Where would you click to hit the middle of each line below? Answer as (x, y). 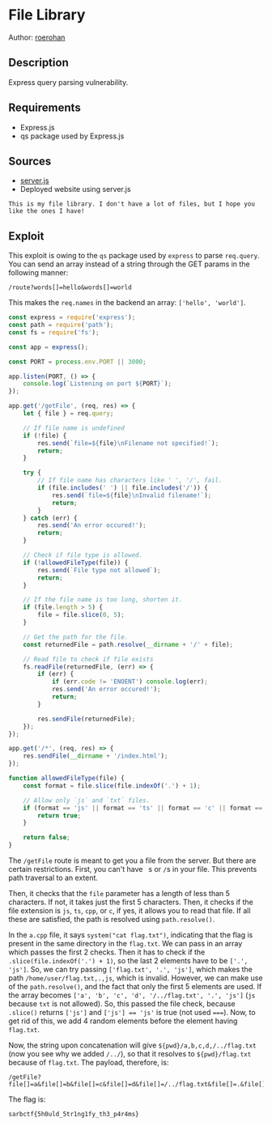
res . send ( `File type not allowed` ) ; (99, 570)
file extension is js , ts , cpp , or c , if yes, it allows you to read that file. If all (130, 911)
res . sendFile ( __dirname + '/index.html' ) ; (96, 756)
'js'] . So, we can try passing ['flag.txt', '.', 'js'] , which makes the (131, 970)
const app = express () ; (49, 347)
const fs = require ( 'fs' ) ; (54, 332)
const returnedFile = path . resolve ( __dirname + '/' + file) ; (128, 644)
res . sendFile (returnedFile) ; (87, 719)
